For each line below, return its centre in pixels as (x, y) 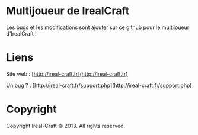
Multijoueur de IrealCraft (68, 11)
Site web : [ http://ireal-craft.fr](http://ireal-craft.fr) (67, 74)
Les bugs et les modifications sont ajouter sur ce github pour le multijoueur (98, 27)
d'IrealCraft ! (21, 33)
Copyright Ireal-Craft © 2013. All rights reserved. (66, 126)
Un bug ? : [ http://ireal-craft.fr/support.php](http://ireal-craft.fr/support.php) (99, 85)
